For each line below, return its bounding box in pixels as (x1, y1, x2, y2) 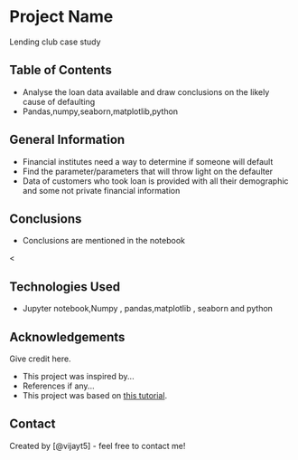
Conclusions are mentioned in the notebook (22, 235, 186, 246)
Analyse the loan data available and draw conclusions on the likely (22, 86, 270, 97)
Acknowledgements (9, 329, 126, 345)
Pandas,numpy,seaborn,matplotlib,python (22, 106, 179, 117)
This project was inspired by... (22, 371, 135, 381)
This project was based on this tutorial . (22, 390, 168, 400)
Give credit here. (9, 353, 71, 364)
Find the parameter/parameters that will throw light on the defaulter (22, 166, 274, 177)
